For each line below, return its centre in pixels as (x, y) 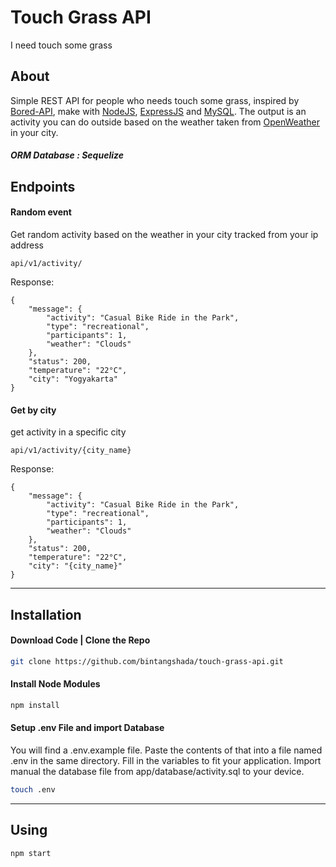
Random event (41, 212)
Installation (46, 614)
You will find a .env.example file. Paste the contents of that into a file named (166, 750)
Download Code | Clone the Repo (80, 640)
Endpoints (43, 186)
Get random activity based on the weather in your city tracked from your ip (164, 234)
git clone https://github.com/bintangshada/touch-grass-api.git (147, 661)
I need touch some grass (61, 45)
